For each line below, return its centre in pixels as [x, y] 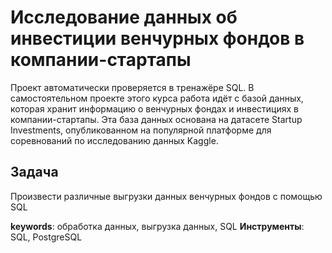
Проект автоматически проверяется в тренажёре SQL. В [132, 87]
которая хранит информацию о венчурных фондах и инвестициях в [154, 108]
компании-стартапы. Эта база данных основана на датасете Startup [156, 119]
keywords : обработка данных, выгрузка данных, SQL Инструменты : [157, 226]
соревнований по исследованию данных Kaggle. [114, 140]
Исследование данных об [124, 17]
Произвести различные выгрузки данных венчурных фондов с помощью [166, 196]
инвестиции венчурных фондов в [157, 38]
